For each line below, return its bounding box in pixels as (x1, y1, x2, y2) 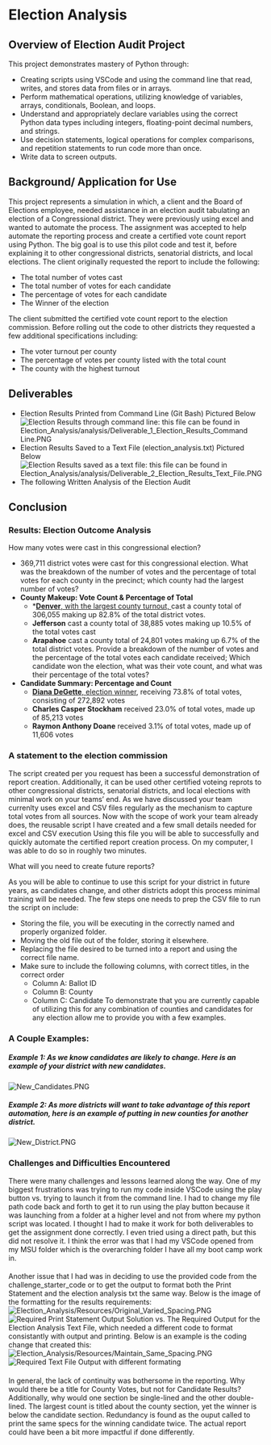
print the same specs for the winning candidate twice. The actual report (8, 1418, 247, 1428)
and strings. (19, 127, 60, 136)
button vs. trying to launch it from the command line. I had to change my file (8, 1192, 261, 1203)
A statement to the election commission (8, 750, 168, 762)
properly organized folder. (19, 926, 107, 937)
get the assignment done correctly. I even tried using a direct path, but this (8, 1227, 256, 1237)
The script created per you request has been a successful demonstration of (8, 768, 260, 778)
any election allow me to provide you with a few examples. (31, 1013, 227, 1022)
